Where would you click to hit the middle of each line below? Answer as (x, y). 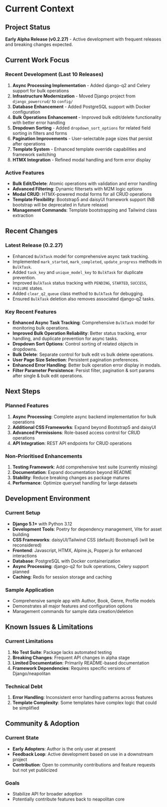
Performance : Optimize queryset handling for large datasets (75, 482)
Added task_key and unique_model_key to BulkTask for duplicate (78, 272)
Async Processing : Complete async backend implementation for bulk (84, 416)
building (21, 534)
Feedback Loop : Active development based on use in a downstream (83, 754)
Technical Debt (24, 686)
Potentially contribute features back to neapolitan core (68, 799)
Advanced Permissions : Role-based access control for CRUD (76, 432)
